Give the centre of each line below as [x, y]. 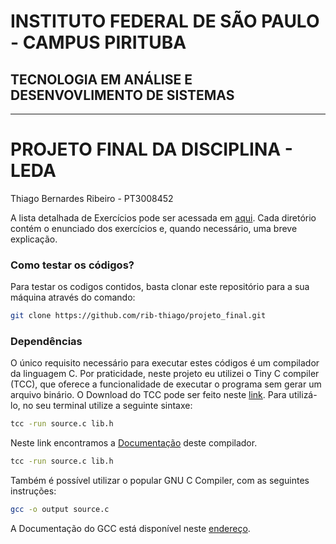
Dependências [46, 342]
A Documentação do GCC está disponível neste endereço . [130, 529]
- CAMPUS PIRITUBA [98, 42]
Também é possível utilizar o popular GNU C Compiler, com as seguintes [160, 481]
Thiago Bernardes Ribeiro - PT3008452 [92, 198]
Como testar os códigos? [72, 265]
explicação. [34, 239]
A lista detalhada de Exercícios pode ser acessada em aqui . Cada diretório [163, 217]
